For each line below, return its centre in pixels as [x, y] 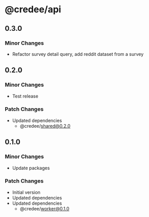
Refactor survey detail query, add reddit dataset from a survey [78, 54]
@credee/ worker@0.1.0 [45, 208]
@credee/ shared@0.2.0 [45, 126]
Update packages [31, 168]
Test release [25, 96]
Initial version [26, 192]
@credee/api [33, 9]
